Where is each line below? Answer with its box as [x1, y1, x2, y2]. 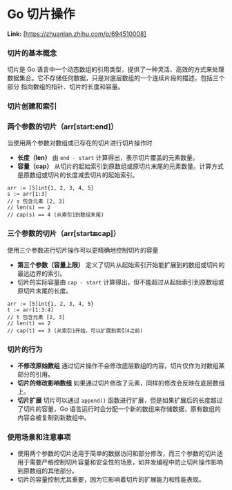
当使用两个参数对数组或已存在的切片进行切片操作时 [7, 139, 153, 147]
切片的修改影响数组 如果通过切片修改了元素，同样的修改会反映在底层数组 [17, 379, 225, 388]
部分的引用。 [17, 370, 54, 379]
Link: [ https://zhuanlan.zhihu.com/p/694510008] [7, 29, 146, 38]
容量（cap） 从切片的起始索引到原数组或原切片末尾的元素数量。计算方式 [17, 162, 224, 170]
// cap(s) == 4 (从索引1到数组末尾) [7, 212, 104, 219]
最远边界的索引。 [17, 269, 66, 278]
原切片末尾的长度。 [17, 287, 72, 295]
